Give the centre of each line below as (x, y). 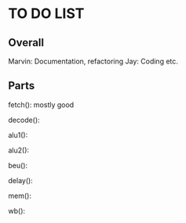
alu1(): (18, 135)
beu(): (18, 165)
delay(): (20, 180)
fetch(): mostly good (41, 104)
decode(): (24, 120)
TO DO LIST (46, 14)
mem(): (20, 196)
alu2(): (19, 150)
